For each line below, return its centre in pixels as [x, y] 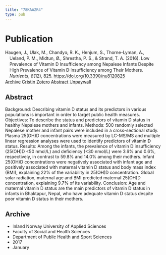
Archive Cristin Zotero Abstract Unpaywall [48, 82]
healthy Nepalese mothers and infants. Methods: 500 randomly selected [79, 125]
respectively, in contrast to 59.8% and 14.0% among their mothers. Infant [80, 156]
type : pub [15, 14]
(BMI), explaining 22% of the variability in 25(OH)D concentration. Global [80, 172]
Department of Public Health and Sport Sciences [62, 237]
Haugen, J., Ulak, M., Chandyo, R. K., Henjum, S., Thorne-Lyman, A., [75, 52]
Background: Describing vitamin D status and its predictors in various [76, 109]
